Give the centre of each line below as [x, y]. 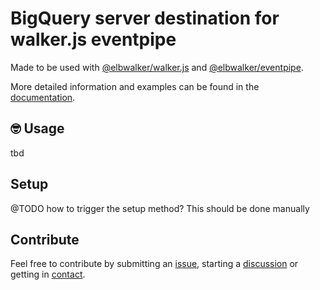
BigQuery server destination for [145, 18]
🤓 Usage [37, 128]
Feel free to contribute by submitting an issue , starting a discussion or [154, 264]
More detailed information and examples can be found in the [135, 86]
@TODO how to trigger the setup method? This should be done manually [160, 208]
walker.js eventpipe [93, 39]
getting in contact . [48, 274]
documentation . [43, 97]
